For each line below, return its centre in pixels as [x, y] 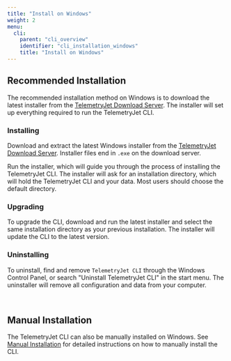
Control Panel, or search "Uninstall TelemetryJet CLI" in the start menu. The [115, 277]
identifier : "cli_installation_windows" [79, 46]
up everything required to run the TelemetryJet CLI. [81, 112]
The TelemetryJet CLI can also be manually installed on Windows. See [108, 337]
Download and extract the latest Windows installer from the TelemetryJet [112, 145]
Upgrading [25, 206]
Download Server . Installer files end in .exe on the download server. [104, 153]
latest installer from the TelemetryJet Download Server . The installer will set [115, 105]
